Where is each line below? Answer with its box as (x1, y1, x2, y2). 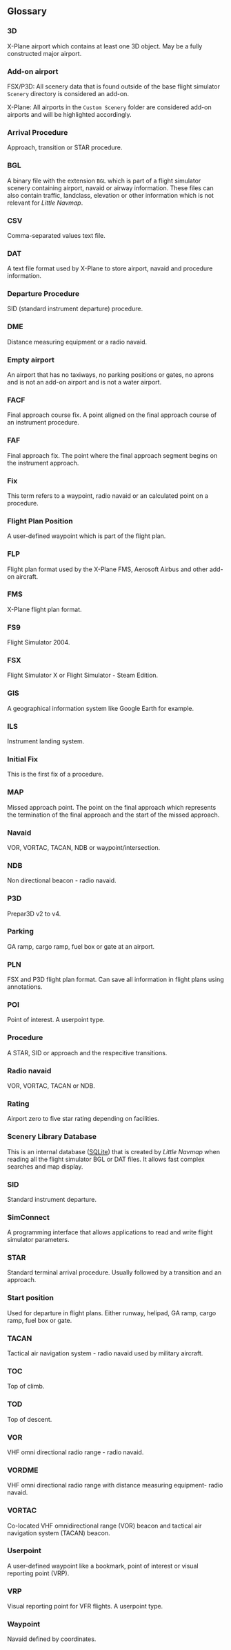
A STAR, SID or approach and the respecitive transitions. (7, 1048, 168, 1057)
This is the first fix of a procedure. (7, 770, 104, 779)
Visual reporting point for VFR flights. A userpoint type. (7, 1602, 163, 1611)
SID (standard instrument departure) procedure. (7, 304, 143, 313)
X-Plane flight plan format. (7, 605, 82, 613)
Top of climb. (7, 1382, 45, 1391)
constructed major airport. (7, 49, 82, 57)
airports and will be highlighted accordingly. (7, 110, 132, 118)
